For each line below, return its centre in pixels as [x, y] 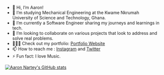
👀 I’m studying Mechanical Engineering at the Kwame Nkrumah [76, 13]
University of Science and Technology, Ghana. [59, 18]
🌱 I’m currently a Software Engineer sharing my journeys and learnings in [86, 23]
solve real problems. [33, 38]
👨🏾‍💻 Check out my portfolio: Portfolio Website [59, 43]
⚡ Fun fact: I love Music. [36, 56]
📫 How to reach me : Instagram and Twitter [56, 49]
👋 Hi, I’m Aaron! [28, 7]
